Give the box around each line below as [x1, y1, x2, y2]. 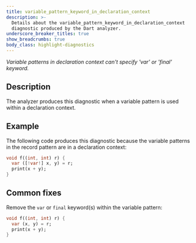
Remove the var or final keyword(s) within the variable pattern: [6, 204, 163, 211]
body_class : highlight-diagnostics [6, 42, 95, 48]
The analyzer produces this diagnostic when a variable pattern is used [6, 98, 179, 105]
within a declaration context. [6, 104, 76, 111]
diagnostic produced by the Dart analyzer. [11, 25, 121, 32]
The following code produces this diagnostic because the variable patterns [6, 137, 191, 144]
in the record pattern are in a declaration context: [6, 144, 127, 151]
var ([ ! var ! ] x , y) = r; [11, 160, 73, 167]
